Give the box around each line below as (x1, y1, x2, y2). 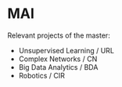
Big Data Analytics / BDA (18, 62, 99, 71)
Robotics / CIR (18, 71, 66, 80)
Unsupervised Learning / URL (18, 45, 115, 55)
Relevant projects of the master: (7, 31, 110, 40)
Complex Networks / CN (18, 54, 98, 63)
